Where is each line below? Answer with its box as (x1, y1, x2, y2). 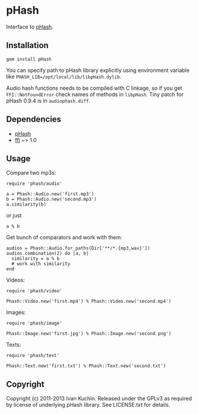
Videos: (6, 277, 25, 284)
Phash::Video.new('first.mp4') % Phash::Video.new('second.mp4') (6, 298, 171, 305)
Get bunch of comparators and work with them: (6, 234, 123, 241)
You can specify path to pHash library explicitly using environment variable (6, 67, 190, 74)
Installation (6, 40, 49, 50)
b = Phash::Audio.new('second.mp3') (6, 197, 97, 203)
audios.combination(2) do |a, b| (6, 251, 89, 257)
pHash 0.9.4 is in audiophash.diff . (6, 97, 90, 104)
